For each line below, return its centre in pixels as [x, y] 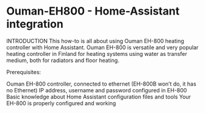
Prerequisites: [24, 72]
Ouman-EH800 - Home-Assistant [93, 11]
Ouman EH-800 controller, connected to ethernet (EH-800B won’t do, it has [101, 84]
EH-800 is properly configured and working [61, 103]
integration [35, 24]
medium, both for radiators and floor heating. [63, 60]
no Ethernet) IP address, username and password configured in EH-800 [97, 90]
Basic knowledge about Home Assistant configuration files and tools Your [99, 97]
